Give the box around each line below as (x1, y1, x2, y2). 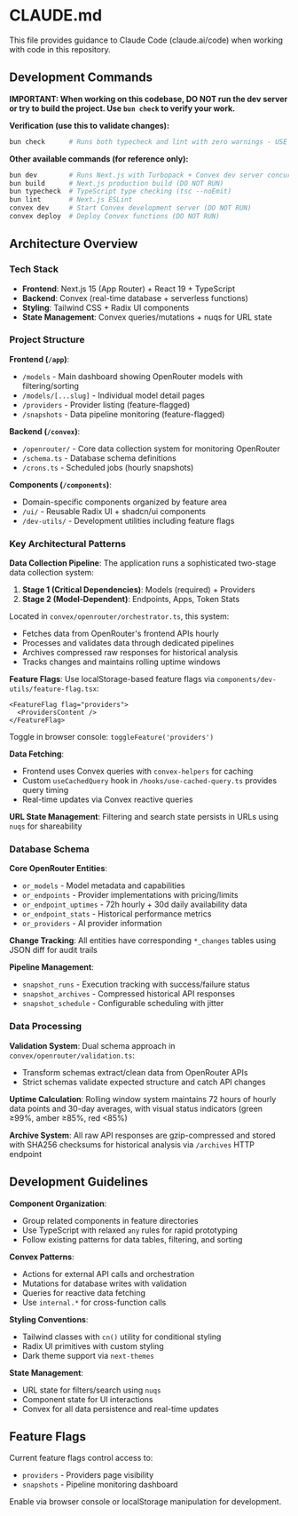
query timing (21, 785, 69, 796)
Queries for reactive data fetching (21, 1287, 146, 1298)
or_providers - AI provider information (21, 918, 162, 929)
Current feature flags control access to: (9, 1453, 153, 1464)
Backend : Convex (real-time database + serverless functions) (21, 292, 248, 303)
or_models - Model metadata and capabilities (21, 880, 185, 891)
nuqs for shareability (9, 821, 82, 831)
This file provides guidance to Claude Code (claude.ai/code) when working (9, 35, 284, 45)
